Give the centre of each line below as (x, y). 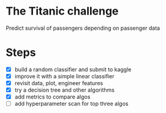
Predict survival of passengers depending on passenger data (83, 28)
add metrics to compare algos (52, 97)
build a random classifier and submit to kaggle (73, 69)
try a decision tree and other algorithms (64, 90)
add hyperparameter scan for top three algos (71, 104)
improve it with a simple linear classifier (64, 76)
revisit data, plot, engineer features (59, 83)
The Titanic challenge (62, 11)
